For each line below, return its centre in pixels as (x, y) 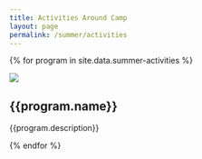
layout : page (34, 26)
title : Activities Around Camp (68, 18)
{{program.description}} (54, 128)
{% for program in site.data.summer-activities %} (101, 61)
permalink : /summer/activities (68, 35)
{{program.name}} (63, 106)
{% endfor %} (35, 145)
